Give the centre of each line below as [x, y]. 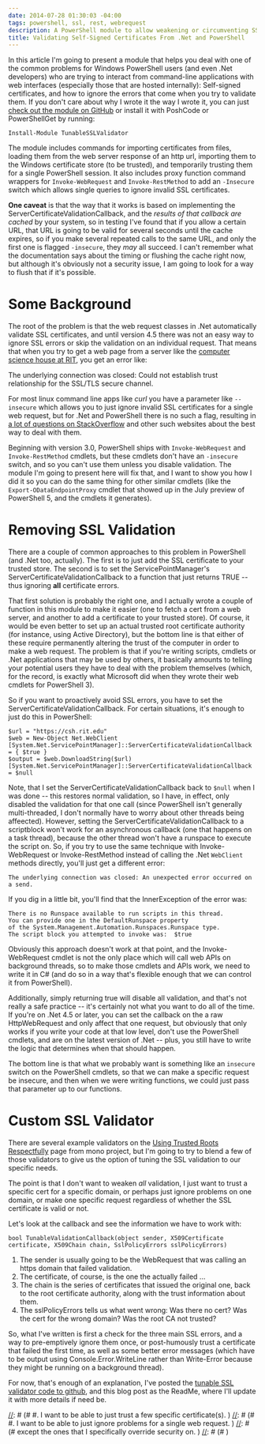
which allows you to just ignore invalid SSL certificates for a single [146, 407]
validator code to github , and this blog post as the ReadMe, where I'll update [132, 1391]
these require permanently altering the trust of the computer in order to [124, 643]
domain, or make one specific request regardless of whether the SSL [120, 1200]
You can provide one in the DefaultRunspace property [99, 921]
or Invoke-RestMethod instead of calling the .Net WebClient [147, 855]
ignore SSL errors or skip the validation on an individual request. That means [132, 343]
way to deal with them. [45, 432]
